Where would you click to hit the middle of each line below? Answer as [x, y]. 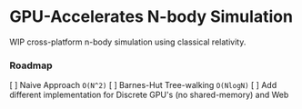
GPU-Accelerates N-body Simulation [151, 17]
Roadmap [31, 65]
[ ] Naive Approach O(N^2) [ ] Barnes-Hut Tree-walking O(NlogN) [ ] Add [143, 85]
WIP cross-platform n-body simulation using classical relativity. [128, 42]
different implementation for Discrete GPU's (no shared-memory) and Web [149, 95]
